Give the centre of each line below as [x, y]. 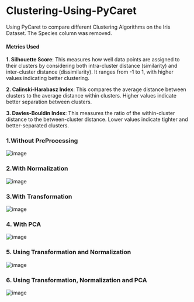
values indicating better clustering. [48, 78]
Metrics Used [23, 46]
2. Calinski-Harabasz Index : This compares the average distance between [96, 89]
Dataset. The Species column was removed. [59, 33]
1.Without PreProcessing [42, 141]
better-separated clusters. [37, 126]
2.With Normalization [37, 169]
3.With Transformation [39, 196]
